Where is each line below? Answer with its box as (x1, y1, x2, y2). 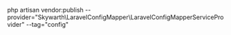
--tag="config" (26, 21, 69, 28)
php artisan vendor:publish (7, 6, 84, 14)
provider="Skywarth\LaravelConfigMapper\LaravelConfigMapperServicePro (7, 13, 224, 21)
